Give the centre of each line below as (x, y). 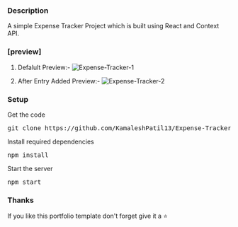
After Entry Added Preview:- (59, 81)
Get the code (27, 115)
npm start (24, 182)
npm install (28, 155)
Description (28, 11)
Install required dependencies (51, 141)
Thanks (21, 200)
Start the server (30, 168)
